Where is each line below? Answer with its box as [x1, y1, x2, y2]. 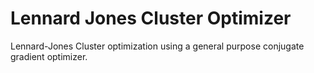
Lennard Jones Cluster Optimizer [10, 7, 292, 30]
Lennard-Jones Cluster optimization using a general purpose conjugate [10, 40, 305, 52]
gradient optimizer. [10, 50, 88, 62]
